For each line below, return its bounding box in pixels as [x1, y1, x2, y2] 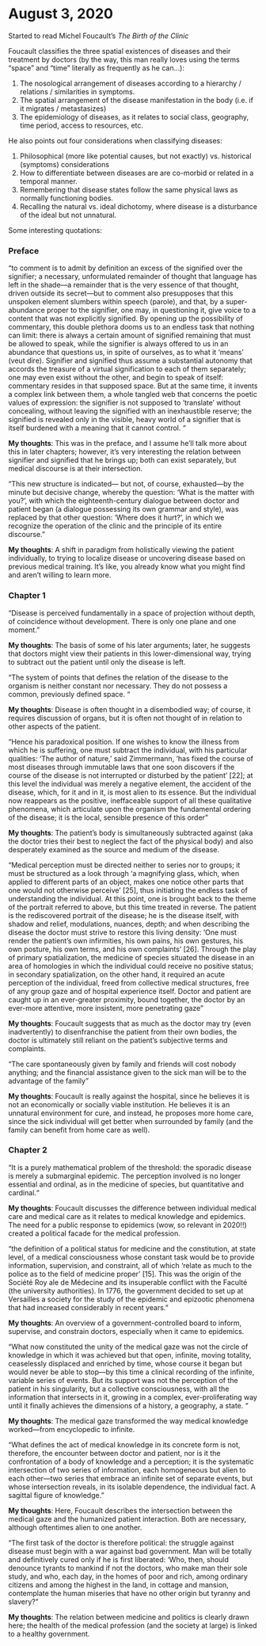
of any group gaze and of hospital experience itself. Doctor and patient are [8, 986, 252, 996]
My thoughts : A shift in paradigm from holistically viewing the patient [8, 545, 235, 554]
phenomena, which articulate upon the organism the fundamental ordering [8, 804, 251, 813]
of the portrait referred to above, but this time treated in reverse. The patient [8, 902, 257, 912]
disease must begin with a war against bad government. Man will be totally [8, 1546, 252, 1556]
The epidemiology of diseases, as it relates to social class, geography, [19, 112, 249, 121]
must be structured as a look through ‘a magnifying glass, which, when [8, 868, 240, 878]
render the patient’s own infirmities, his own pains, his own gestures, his [8, 935, 244, 945]
